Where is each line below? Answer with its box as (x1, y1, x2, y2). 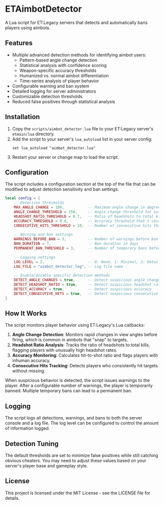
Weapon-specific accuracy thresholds (19, 67, 97, 73)
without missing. (12, 368, 45, 374)
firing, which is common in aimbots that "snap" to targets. (12, 337, 128, 343)
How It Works (5, 309, 47, 317)
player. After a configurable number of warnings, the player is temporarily (5, 382, 153, 389)
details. (5, 495, 20, 501)
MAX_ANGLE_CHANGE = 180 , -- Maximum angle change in (14, 205, 145, 210)
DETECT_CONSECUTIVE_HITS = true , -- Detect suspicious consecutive (14, 291, 159, 296)
